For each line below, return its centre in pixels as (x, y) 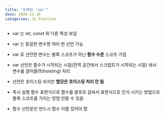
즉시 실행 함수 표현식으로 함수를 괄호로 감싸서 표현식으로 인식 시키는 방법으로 (86, 92)
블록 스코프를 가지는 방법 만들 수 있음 (48, 98)
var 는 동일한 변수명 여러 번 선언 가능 (48, 44)
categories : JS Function (31, 19)
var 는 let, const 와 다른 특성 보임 (45, 34)
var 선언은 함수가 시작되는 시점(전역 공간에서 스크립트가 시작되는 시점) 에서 (84, 65)
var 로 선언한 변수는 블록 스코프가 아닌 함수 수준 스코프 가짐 (69, 54)
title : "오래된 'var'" (27, 10)
